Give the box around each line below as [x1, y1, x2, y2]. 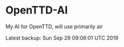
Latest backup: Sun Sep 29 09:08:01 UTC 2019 [5, 34, 119, 41]
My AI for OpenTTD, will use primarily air [5, 23, 103, 30]
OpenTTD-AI [5, 4, 68, 17]
